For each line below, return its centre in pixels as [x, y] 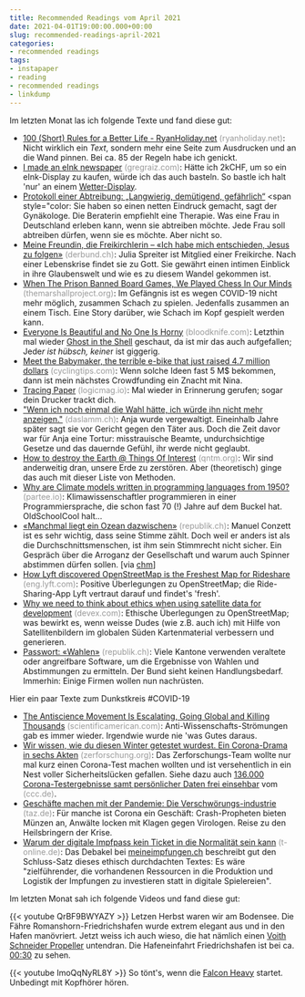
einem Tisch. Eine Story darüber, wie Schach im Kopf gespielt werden [153, 312]
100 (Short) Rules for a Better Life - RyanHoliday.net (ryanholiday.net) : [154, 138]
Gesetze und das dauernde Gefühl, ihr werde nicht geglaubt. [136, 448]
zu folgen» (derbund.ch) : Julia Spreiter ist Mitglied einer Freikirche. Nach [159, 254]
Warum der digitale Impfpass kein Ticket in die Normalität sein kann [149, 842]
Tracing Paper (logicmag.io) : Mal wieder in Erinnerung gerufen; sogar [153, 389]
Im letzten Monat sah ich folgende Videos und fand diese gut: [125, 898]
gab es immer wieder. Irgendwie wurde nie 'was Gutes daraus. [140, 735]
